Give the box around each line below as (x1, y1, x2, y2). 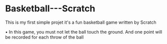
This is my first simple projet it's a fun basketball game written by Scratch (5, 19, 156, 25)
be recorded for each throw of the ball (5, 34, 84, 40)
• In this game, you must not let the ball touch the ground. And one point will (5, 29, 162, 35)
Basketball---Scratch (5, 3, 95, 14)
